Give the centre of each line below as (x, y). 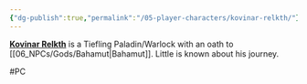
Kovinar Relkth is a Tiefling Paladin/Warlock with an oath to (122, 44)
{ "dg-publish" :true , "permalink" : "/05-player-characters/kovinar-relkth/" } (155, 18)
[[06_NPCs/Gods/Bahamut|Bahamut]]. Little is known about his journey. (144, 53)
